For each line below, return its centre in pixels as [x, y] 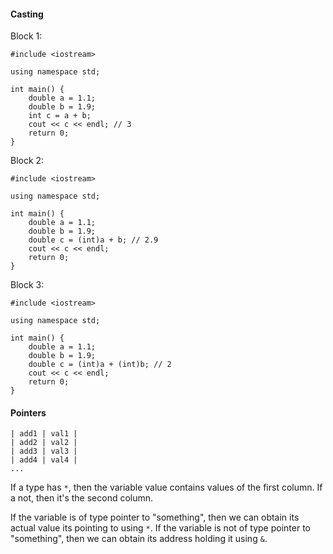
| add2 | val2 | [44, 443]
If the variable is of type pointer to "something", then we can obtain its [155, 517]
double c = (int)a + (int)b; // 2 [100, 365]
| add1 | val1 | [44, 434]
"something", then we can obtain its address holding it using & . [139, 539]
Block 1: [26, 36]
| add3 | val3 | [44, 451]
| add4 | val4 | [44, 460]
